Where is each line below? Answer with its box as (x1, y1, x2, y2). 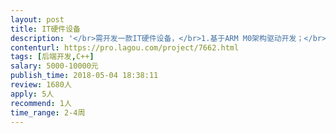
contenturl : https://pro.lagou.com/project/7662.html (10, 42, 240, 53)
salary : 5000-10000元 (10, 61, 99, 71)
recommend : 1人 (10, 98, 72, 108)
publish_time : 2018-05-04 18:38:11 (10, 71, 159, 81)
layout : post (10, 14, 65, 25)
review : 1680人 (10, 80, 72, 90)
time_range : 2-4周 (10, 107, 86, 118)
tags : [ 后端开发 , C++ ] (10, 52, 95, 62)
